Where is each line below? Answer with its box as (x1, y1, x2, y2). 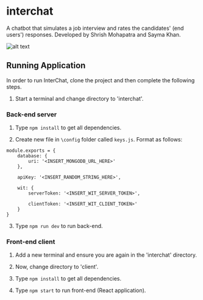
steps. (6, 83, 22, 90)
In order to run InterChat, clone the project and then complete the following (6, 76, 195, 84)
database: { (17, 153, 48, 159)
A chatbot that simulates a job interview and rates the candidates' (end (6, 24, 184, 32)
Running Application (6, 60, 86, 71)
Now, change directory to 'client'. (15, 263, 99, 271)
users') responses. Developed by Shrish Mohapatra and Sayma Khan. (6, 30, 181, 38)
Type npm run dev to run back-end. (15, 223, 103, 230)
